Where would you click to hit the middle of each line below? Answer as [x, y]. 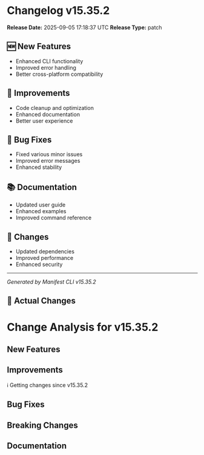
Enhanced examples [41, 211]
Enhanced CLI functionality [49, 61]
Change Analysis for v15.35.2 [83, 327]
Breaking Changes [42, 425]
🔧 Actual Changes [41, 301]
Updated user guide [41, 205]
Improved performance [44, 258]
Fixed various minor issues [49, 154]
